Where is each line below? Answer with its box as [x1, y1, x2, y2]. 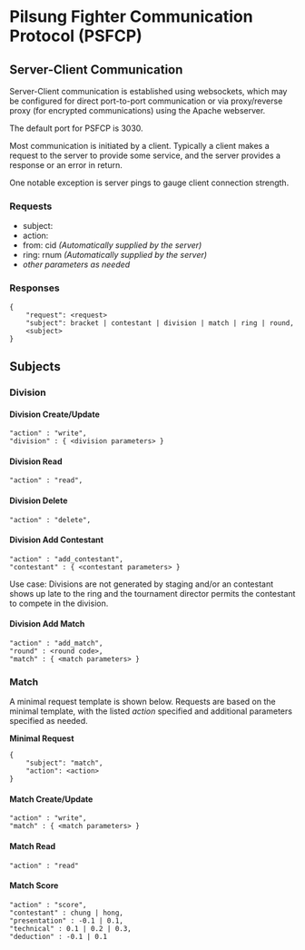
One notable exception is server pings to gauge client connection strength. [9, 177, 290, 188]
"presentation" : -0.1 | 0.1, [9, 915, 124, 925]
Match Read [9, 841, 56, 852]
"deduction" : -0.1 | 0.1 [9, 932, 107, 941]
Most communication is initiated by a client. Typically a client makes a [9, 141, 270, 151]
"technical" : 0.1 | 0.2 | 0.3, [9, 924, 132, 933]
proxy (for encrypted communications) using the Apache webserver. [9, 105, 266, 115]
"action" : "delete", [9, 515, 92, 524]
